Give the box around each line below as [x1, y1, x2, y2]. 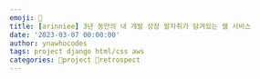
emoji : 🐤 [9, 13, 43, 23]
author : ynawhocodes [9, 38, 88, 48]
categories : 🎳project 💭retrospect [9, 55, 141, 64]
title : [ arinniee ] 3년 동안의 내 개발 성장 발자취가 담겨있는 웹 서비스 [9, 22, 252, 31]
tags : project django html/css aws [9, 47, 145, 56]
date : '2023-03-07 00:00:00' [9, 30, 120, 39]
